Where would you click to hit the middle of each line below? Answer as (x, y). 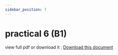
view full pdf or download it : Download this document (59, 47)
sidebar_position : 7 (26, 9)
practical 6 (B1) (36, 33)
